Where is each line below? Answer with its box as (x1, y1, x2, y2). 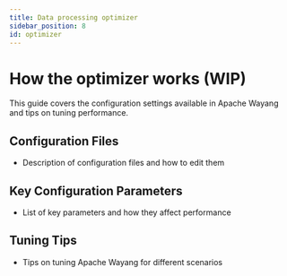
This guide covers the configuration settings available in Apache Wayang (9, 98, 279, 108)
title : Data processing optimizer (9, 13, 139, 22)
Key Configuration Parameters (9, 183, 183, 198)
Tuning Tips (9, 233, 78, 248)
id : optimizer (9, 30, 63, 39)
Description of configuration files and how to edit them (22, 158, 225, 168)
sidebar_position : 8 (9, 22, 87, 30)
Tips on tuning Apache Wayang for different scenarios (22, 256, 223, 267)
